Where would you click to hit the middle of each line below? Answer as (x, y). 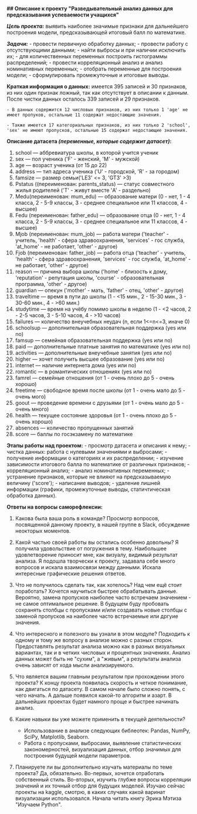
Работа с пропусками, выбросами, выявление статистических (103, 743)
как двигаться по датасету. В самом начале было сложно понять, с (100, 689)
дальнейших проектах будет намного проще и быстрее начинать (97, 702)
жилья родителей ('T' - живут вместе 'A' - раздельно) (83, 190)
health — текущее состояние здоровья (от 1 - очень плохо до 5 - (96, 415)
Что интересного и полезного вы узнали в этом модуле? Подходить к (103, 634)
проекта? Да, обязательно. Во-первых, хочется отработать (90, 773)
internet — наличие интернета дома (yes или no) (76, 365)
